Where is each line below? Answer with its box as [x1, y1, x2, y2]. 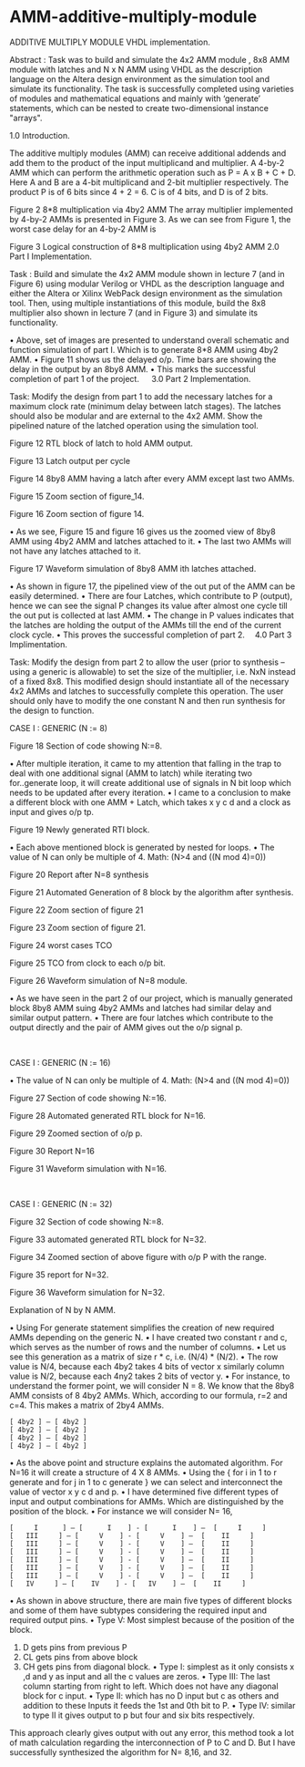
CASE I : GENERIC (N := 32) [9, 1198, 113, 1209]
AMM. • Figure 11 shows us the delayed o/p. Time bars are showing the [9, 354, 277, 365]
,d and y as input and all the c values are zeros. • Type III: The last [22, 1670, 270, 1681]
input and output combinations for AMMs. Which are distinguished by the [9, 1495, 284, 1506]
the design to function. [9, 705, 95, 716]
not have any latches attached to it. [9, 545, 141, 556]
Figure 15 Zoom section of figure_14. [9, 491, 145, 501]
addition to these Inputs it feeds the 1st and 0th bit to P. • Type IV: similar [22, 1700, 296, 1710]
